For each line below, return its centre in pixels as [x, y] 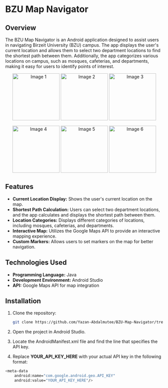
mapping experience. [34, 236]
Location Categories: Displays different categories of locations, [78, 220]
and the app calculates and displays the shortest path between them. [84, 215]
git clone [23, 322]
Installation [23, 301]
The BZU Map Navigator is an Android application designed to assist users [82, 40]
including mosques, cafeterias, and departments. [63, 225]
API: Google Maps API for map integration [56, 285]
